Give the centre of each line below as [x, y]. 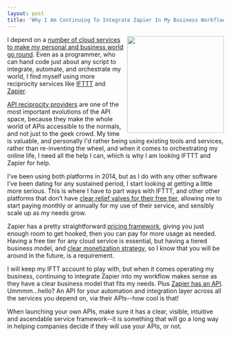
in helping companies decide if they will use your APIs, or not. [95, 326]
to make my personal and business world [65, 47]
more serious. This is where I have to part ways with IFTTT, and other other [114, 191]
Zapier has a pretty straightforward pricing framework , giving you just [106, 226]
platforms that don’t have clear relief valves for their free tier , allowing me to [114, 198]
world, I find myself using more [51, 76]
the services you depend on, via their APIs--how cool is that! [93, 298]
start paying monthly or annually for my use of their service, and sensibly [111, 205]
